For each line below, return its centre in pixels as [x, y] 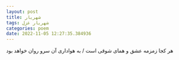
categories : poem [28, 28]
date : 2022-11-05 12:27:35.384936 [49, 34]
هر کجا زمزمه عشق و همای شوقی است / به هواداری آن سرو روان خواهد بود [90, 50]
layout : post [22, 12]
